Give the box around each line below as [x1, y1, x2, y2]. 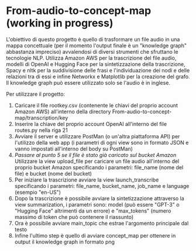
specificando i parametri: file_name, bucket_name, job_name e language [14, 182, 190, 189]
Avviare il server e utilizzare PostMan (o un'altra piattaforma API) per [14, 133, 180, 140]
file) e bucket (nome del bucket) [14, 170, 92, 177]
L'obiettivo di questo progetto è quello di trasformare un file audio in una [6, 36, 180, 43]
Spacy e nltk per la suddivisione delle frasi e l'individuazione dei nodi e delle [6, 67, 190, 74]
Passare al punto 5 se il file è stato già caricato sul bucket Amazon [14, 151, 177, 158]
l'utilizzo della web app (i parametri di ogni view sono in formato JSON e [14, 139, 189, 146]
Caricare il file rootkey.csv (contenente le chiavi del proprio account [14, 102, 178, 109]
